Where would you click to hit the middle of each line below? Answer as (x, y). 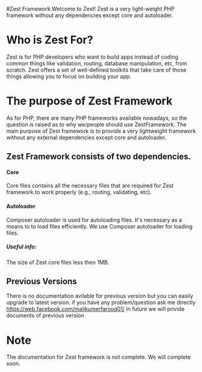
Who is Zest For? (50, 40)
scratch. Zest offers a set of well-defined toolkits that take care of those (96, 70)
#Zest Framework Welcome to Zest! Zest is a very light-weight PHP (90, 9)
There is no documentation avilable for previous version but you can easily (100, 296)
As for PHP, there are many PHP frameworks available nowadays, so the (97, 118)
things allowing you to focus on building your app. (69, 76)
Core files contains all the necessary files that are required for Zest (90, 186)
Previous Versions (42, 281)
